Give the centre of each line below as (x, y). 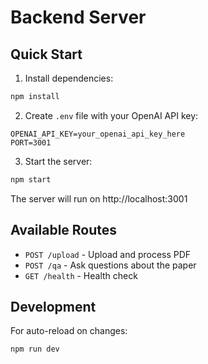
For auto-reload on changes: (69, 331)
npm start (31, 179)
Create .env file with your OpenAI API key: (111, 115)
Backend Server (78, 17)
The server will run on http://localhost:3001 (99, 198)
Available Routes (64, 230)
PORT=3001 (31, 142)
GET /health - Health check (81, 275)
